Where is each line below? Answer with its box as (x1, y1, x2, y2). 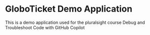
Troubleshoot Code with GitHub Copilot (5, 24, 85, 30)
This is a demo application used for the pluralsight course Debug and (5, 19, 145, 25)
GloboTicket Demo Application (5, 3, 133, 15)
